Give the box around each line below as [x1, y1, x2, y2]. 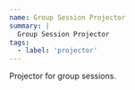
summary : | [9, 21, 50, 30]
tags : [9, 37, 30, 47]
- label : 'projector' [17, 46, 98, 55]
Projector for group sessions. [9, 70, 116, 81]
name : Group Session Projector [9, 12, 126, 22]
